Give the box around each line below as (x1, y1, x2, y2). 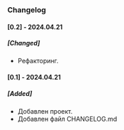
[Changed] (7, 39, 40, 48)
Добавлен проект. (17, 107, 73, 116)
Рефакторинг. (17, 57, 59, 65)
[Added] (7, 89, 33, 97)
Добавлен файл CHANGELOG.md (17, 115, 118, 124)
